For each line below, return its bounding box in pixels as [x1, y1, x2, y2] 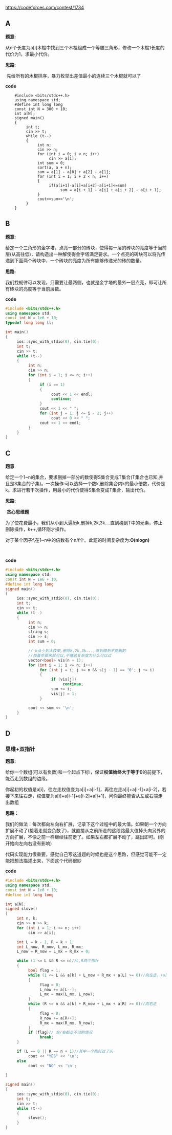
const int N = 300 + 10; [14, 106, 68, 112]
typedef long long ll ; [5, 320, 54, 325]
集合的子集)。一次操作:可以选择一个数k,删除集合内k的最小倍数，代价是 [17, 481, 165, 487]
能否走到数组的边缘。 [5, 776, 50, 781]
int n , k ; [16, 916, 38, 921]
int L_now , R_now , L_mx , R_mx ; [16, 944, 83, 949]
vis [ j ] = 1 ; [51, 691, 77, 696]
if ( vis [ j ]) [51, 677, 77, 682]
